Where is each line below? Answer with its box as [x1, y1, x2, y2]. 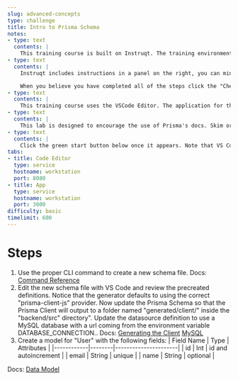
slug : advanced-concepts [7, 10, 81, 18]
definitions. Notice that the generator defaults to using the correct [17, 291, 210, 299]
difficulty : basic [7, 208, 62, 215]
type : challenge [7, 17, 55, 24]
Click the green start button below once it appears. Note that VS [20, 142, 223, 149]
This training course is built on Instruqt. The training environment [20, 50, 233, 57]
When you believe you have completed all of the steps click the [20, 82, 217, 89]
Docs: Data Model [7, 364, 60, 373]
